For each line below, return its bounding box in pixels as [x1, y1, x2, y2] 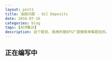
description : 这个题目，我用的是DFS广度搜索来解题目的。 [5, 30, 110, 34]
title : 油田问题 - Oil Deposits [5, 12, 68, 16]
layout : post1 [5, 7, 34, 12]
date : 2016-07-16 [5, 16, 41, 21]
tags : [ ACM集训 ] [5, 25, 37, 30]
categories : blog [5, 20, 41, 26]
